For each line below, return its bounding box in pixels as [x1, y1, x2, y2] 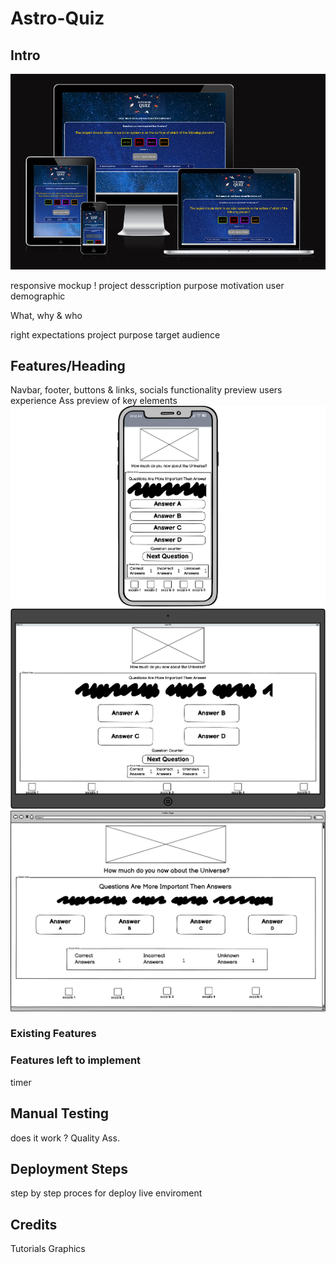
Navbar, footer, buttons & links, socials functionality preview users [10, 384, 283, 396]
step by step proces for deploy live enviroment [10, 1187, 203, 1199]
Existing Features [10, 1027, 97, 1041]
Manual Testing [10, 1105, 110, 1122]
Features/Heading [10, 357, 126, 374]
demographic [10, 290, 66, 302]
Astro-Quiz [10, 7, 105, 30]
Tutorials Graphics [10, 1243, 86, 1255]
